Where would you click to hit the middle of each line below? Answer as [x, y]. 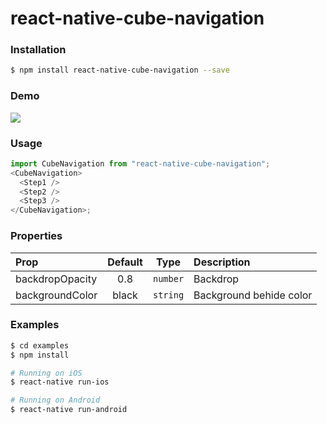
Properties [36, 236]
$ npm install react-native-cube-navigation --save [120, 70]
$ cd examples [40, 345]
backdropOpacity [56, 279]
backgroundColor [56, 295]
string [168, 295]
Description [222, 262]
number [168, 278]
